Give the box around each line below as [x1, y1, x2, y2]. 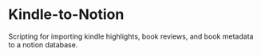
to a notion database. [8, 39, 78, 49]
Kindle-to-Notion [8, 6, 125, 24]
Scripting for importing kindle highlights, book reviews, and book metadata [8, 32, 254, 41]
